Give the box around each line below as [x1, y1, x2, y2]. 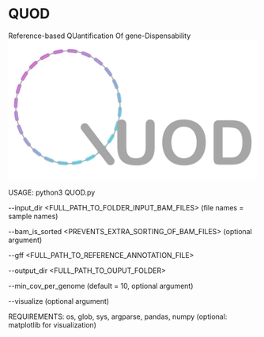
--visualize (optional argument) [8, 297, 109, 306]
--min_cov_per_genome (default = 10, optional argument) [8, 282, 194, 291]
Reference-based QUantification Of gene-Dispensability [8, 31, 191, 40]
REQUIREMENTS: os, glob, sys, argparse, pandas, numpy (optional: [8, 312, 228, 321]
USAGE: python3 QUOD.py [8, 187, 96, 198]
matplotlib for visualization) [8, 320, 97, 330]
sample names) [8, 211, 58, 222]
